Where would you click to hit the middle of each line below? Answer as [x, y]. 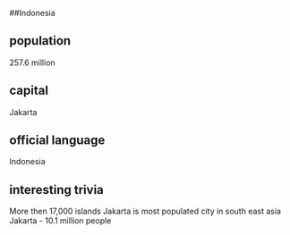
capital [29, 91]
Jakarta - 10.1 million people [60, 221]
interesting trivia [57, 190]
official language [57, 141]
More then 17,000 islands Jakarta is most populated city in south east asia [145, 211]
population [40, 41]
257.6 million [32, 63]
